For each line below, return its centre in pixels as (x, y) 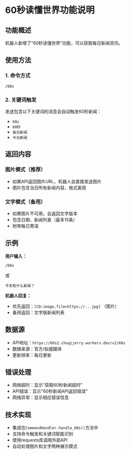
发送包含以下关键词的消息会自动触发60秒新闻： (53, 111)
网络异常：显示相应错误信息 (41, 397)
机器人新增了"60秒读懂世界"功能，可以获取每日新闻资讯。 (64, 43)
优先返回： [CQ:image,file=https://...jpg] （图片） (66, 306)
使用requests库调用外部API (40, 440)
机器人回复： (18, 295)
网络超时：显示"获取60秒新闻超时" (47, 385)
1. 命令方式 (18, 76)
